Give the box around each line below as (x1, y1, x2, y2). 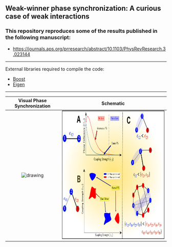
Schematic (101, 100, 125, 106)
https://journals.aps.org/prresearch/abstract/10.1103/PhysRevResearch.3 (12, 46, 166, 52)
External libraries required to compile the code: (5, 66, 104, 72)
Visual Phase (18, 98, 47, 104)
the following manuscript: (5, 34, 71, 41)
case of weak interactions (5, 12, 90, 21)
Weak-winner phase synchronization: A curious (5, 4, 161, 13)
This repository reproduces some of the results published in (5, 28, 158, 35)
